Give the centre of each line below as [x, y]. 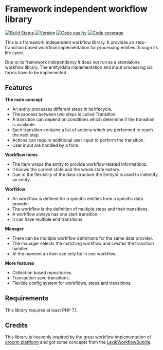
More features [20, 263]
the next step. [26, 135]
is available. [24, 124]
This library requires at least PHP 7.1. [41, 310]
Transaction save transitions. [41, 278]
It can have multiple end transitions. [48, 219]
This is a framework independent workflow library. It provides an [70, 42]
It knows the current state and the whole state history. [66, 169]
